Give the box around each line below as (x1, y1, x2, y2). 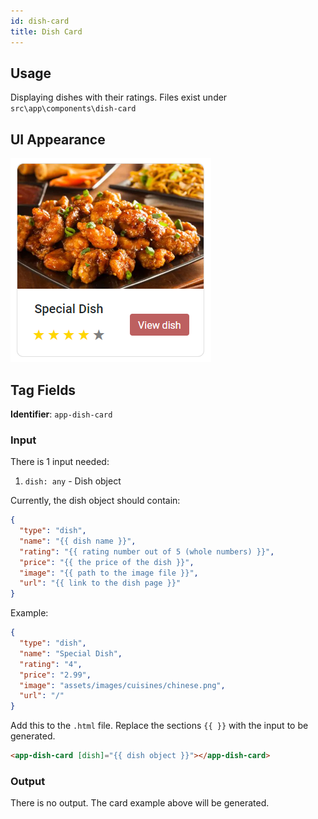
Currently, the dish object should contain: (10, 495, 181, 507)
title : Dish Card (10, 26, 83, 37)
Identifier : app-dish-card (10, 408, 113, 420)
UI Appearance (10, 131, 106, 148)
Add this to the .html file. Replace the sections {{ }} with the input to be (10, 720, 309, 732)
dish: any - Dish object (24, 475, 122, 487)
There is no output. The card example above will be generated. (10, 797, 270, 809)
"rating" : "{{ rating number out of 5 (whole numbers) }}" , (19, 546, 275, 557)
